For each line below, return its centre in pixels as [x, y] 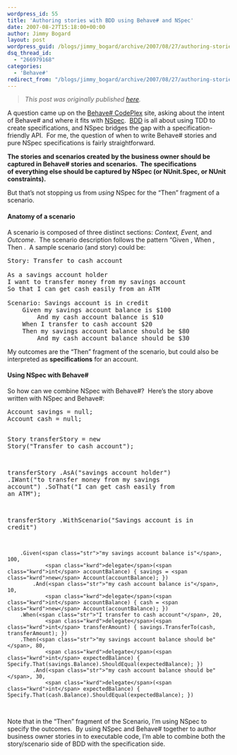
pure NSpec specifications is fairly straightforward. [81, 143]
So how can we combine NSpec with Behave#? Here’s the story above [110, 391]
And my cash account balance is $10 [101, 317]
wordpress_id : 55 [33, 14]
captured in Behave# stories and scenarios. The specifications [102, 164]
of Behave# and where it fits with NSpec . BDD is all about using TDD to [111, 121]
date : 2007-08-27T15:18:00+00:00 [56, 27]
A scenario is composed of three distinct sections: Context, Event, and [110, 232]
